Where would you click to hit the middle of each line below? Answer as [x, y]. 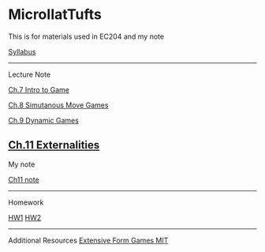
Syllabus [22, 51]
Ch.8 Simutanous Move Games [58, 105]
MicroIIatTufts [55, 15]
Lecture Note [30, 74]
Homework [26, 202]
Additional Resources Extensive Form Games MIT [88, 240]
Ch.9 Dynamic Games [43, 120]
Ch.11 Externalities [54, 145]
